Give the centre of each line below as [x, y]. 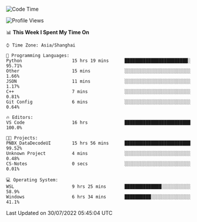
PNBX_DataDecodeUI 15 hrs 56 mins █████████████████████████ [98, 143]
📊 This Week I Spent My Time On [48, 32]
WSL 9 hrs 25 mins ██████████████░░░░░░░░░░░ [98, 187]
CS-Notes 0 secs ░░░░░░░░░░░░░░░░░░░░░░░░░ [98, 164]
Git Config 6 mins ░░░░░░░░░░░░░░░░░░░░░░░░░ [98, 102]
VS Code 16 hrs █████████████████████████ [98, 122]
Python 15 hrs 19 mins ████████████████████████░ [98, 61]
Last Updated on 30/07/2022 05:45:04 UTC [59, 213]
